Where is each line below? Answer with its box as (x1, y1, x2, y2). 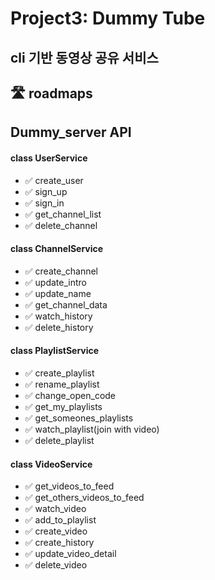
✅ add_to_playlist (24, 514, 97, 526)
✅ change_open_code (24, 389, 117, 401)
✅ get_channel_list (24, 208, 102, 220)
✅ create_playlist (24, 367, 95, 379)
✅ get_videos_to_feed (24, 480, 115, 492)
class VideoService (10, 458, 93, 470)
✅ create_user (24, 174, 84, 186)
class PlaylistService (10, 345, 100, 357)
